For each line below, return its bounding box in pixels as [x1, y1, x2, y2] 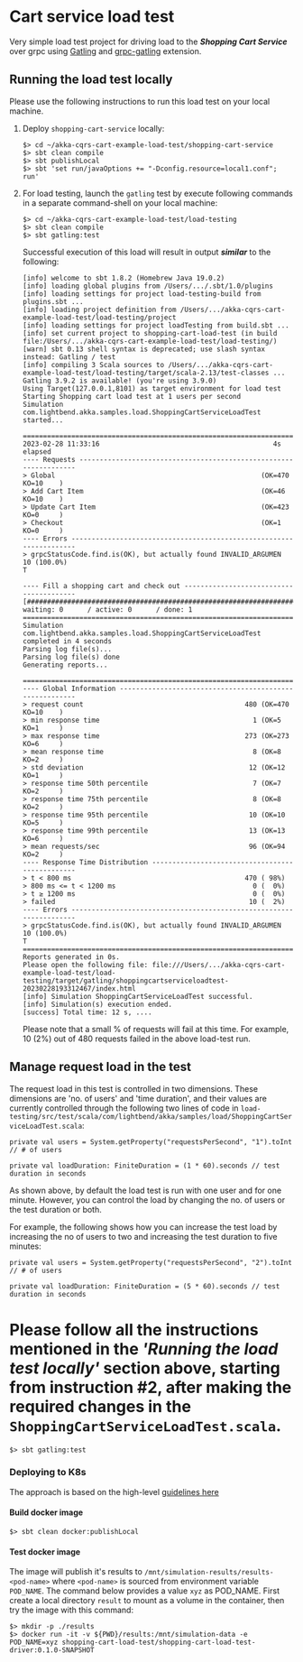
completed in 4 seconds [22, 636, 113, 646]
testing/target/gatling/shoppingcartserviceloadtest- [22, 976, 229, 985]
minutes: [9, 1241, 42, 1251]
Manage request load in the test [9, 1059, 192, 1075]
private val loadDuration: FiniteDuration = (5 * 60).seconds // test [9, 1281, 280, 1291]
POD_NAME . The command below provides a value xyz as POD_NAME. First [9, 1585, 280, 1596]
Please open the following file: [22, 960, 149, 969]
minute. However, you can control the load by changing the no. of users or [9, 1194, 286, 1205]
